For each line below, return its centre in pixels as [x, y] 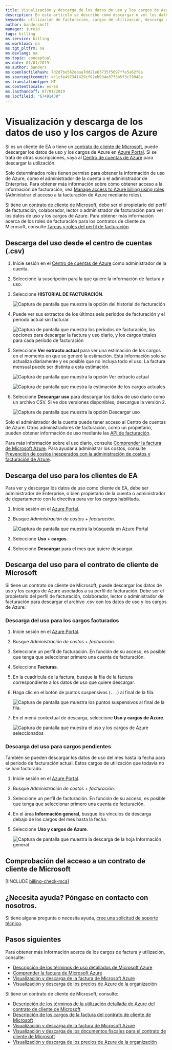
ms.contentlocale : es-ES [32, 86]
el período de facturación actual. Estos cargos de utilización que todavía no [85, 763]
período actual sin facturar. [41, 320]
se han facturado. [24, 769]
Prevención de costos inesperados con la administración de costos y [78, 454]
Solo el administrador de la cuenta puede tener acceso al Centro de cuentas [86, 422]
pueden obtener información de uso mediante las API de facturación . [78, 433]
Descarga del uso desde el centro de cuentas [79, 243]
